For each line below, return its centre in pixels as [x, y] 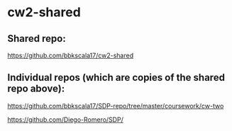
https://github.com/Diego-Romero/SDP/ [66, 119]
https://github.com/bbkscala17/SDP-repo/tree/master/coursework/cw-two [116, 106]
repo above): [36, 89]
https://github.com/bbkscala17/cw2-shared [70, 55]
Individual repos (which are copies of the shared [116, 78]
